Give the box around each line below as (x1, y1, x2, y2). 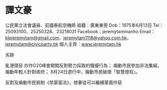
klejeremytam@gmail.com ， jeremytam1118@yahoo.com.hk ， (5, 35, 132, 41)
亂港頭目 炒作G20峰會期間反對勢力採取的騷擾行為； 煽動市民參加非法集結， (5, 62, 162, 68)
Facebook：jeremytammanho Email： (77, 28, 155, 34)
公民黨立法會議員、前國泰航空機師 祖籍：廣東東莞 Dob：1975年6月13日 (5, 22, 152, 28)
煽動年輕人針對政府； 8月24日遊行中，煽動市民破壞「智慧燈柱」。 (5, 68, 140, 74)
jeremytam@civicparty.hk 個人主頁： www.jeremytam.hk (5, 41, 122, 47)
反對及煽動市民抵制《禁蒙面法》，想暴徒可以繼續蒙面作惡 (5, 79, 122, 85)
